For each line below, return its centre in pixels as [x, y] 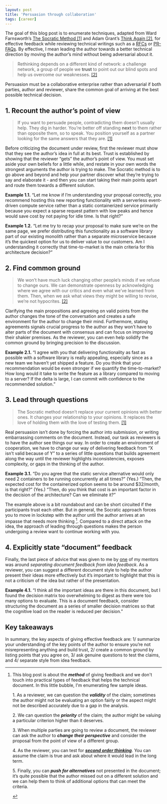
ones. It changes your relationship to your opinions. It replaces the [85, 417]
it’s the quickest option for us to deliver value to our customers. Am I [75, 242]
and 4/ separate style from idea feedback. [48, 660]
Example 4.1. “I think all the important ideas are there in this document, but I [83, 590]
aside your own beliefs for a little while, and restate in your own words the [81, 164]
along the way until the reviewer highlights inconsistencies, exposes [75, 458]
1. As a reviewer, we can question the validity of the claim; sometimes [84, 695]
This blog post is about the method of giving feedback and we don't [82, 675]
